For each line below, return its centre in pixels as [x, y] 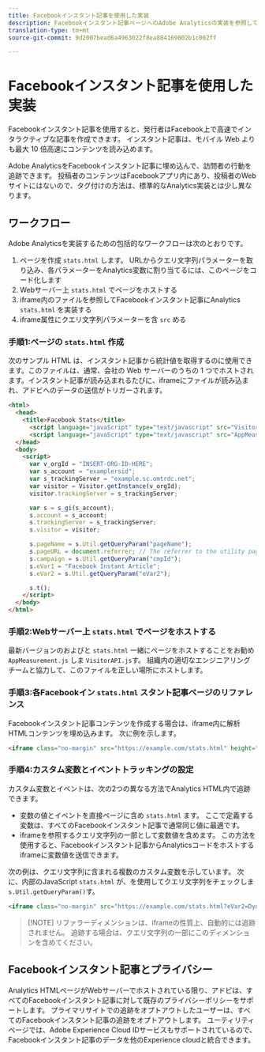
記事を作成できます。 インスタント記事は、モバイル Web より [156, 139]
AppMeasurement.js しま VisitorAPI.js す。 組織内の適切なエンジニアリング [129, 660]
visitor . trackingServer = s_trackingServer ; [103, 494]
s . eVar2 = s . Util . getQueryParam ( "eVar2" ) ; [100, 573]
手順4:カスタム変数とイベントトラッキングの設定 [101, 770]
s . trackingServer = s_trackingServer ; [93, 523]
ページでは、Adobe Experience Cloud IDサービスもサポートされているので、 [132, 1030]
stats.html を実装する [56, 310]
